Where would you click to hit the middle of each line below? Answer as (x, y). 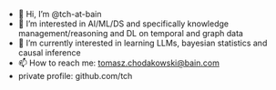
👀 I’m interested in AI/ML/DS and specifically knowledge (123, 24)
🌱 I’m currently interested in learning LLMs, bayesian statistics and (143, 43)
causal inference (49, 53)
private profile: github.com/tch (75, 76)
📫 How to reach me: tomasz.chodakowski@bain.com (119, 63)
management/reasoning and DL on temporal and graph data (131, 33)
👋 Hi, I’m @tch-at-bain (60, 14)
